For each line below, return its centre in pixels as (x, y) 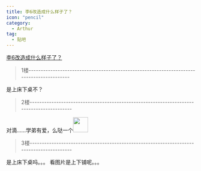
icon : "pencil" (25, 17)
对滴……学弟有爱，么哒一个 (40, 130)
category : (19, 23)
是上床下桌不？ (25, 89)
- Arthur (22, 28)
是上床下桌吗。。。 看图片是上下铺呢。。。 (54, 162)
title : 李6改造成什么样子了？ (40, 12)
